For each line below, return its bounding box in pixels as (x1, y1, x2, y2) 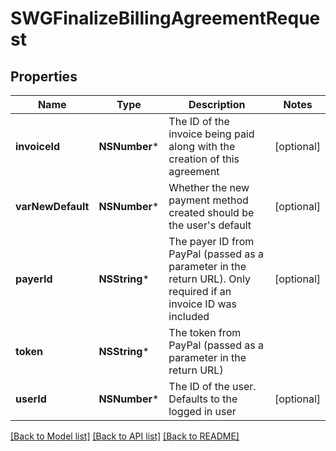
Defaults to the (168, 392, 238, 406)
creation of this (168, 152, 240, 166)
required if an (168, 285, 232, 298)
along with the (168, 140, 236, 153)
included (168, 310, 210, 323)
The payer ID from (168, 235, 255, 248)
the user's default (168, 218, 252, 232)
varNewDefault (15, 200, 90, 213)
